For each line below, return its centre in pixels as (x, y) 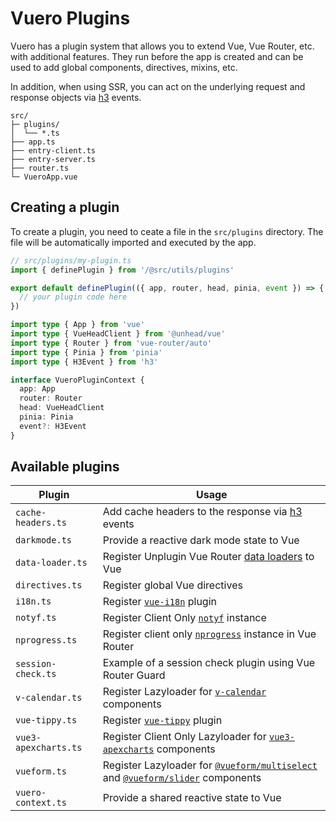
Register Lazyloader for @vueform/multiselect (210, 765)
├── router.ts (40, 168)
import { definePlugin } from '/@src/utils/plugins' (122, 270)
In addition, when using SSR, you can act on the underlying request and (158, 86)
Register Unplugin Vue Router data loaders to (208, 557)
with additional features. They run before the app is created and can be (157, 56)
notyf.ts (36, 618)
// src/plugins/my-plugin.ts (71, 260)
